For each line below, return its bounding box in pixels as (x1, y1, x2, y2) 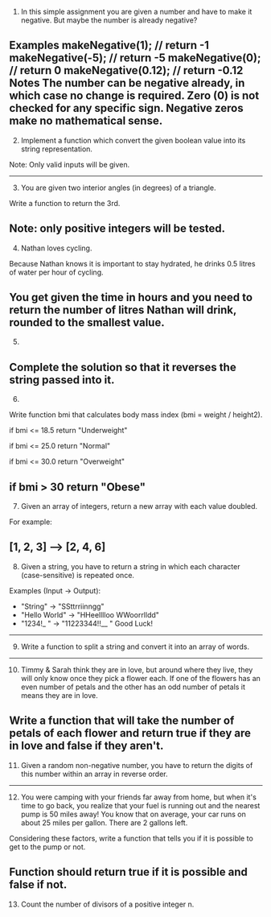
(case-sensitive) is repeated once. (20, 570, 135, 580)
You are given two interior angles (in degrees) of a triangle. (20, 183, 216, 192)
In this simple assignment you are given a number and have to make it (20, 7, 253, 16)
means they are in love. (20, 690, 99, 700)
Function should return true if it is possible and (9, 865, 248, 879)
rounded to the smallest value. (9, 316, 165, 329)
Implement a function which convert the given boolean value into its (20, 135, 246, 145)
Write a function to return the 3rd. (9, 198, 121, 208)
